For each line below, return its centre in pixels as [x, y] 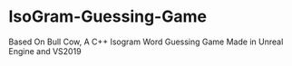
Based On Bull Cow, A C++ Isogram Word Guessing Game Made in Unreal [146, 42]
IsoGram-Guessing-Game [108, 17]
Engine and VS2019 [45, 51]
